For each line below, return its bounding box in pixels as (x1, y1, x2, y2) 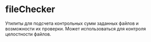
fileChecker (5, 4, 55, 15)
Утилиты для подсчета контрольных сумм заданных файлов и (5, 20, 139, 26)
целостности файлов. (5, 31, 51, 37)
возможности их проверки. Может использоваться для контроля (5, 25, 146, 31)
